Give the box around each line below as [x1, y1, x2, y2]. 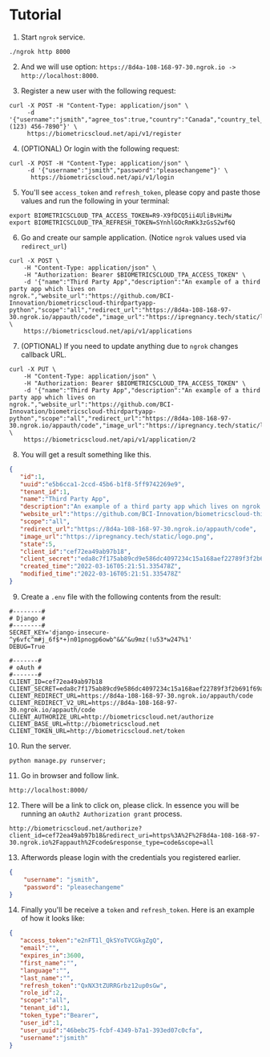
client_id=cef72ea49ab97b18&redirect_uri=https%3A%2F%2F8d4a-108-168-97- [9, 831, 261, 839]
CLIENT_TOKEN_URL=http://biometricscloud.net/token [9, 727, 185, 735]
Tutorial [9, 6, 62, 24]
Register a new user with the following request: [20, 86, 176, 96]
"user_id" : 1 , [19, 1018, 63, 1026]
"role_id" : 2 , [19, 989, 63, 998]
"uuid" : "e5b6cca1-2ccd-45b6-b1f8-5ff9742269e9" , [19, 480, 185, 488]
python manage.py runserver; [9, 756, 107, 764]
